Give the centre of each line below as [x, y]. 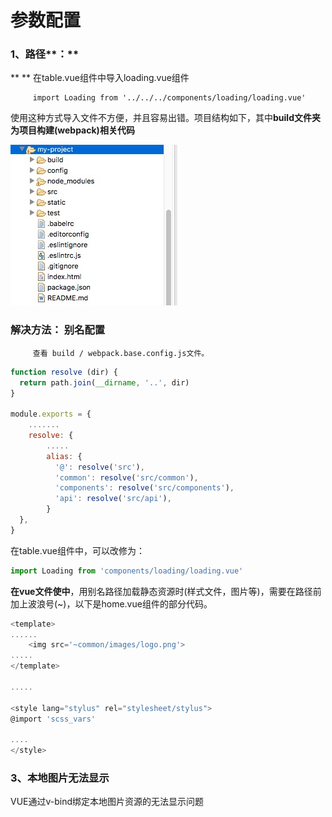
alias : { [64, 456]
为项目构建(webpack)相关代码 [72, 130]
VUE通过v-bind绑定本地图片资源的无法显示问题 [107, 802]
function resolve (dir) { [64, 372]
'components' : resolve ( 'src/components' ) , [144, 488]
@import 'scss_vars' [53, 719]
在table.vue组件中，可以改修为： [77, 550]
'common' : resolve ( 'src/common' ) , [126, 477]
